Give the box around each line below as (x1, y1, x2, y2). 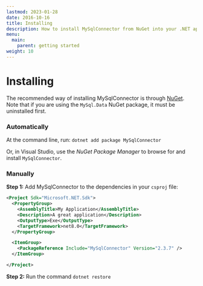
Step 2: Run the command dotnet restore (6, 273, 111, 280)
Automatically (6, 122, 49, 131)
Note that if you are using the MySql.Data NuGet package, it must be (6, 101, 175, 108)
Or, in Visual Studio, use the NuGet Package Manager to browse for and (6, 148, 185, 155)
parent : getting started (17, 43, 80, 49)
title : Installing (6, 20, 53, 26)
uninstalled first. (6, 107, 47, 115)
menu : (6, 32, 20, 38)
